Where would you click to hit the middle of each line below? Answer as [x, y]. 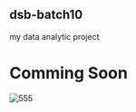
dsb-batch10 [46, 15]
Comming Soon [69, 73]
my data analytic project [54, 36]
